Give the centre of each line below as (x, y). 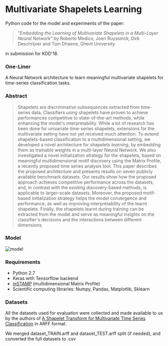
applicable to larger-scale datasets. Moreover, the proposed (80, 193)
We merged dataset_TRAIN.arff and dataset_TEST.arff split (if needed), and (83, 333)
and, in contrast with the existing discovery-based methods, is (82, 187)
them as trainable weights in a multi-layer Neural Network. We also (87, 150)
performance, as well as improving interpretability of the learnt (82, 203)
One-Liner (18, 67)
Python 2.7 (24, 273)
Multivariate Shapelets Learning (74, 9)
